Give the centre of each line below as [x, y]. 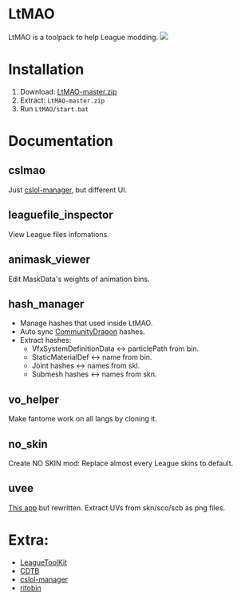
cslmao [27, 170]
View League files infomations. [59, 234]
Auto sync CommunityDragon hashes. [82, 332]
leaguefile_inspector [61, 215]
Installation [46, 70]
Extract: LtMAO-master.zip [62, 100]
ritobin [30, 588]
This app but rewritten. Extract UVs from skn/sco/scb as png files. [117, 507]
